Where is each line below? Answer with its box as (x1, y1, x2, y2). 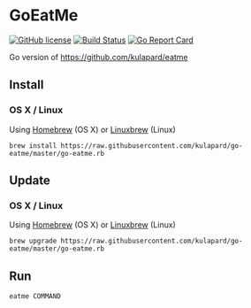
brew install (9, 141, 57, 150)
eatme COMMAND (9, 292, 62, 301)
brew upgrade (9, 236, 57, 246)
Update (9, 173, 51, 189)
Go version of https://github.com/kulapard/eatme (9, 51, 188, 62)
